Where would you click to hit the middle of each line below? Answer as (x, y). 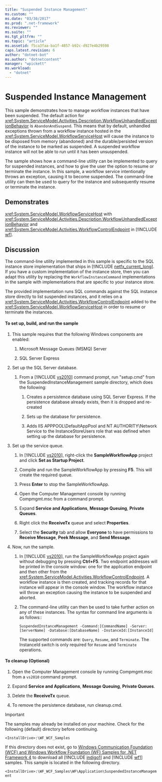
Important (15, 714)
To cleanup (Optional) (27, 661)
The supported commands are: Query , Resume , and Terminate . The (84, 639)
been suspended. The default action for (44, 115)
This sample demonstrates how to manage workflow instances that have (77, 110)
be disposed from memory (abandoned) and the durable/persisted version (79, 141)
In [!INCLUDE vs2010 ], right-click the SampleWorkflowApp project (86, 455)
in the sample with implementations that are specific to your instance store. (80, 282)
